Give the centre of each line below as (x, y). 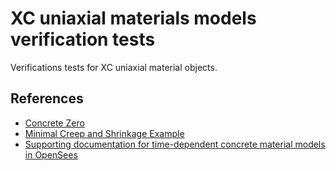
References (47, 98)
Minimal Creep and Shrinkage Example (104, 133)
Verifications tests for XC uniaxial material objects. (114, 67)
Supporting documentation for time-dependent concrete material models (175, 144)
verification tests (83, 39)
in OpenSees (51, 154)
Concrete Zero (54, 123)
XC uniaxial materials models (133, 18)
